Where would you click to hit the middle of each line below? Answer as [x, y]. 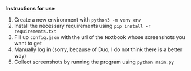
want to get [28, 43]
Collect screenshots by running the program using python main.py [94, 62]
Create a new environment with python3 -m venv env [78, 19]
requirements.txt [35, 31]
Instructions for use [30, 8]
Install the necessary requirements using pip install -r [82, 26]
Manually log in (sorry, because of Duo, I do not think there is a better [98, 49]
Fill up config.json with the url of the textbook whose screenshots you [100, 37]
